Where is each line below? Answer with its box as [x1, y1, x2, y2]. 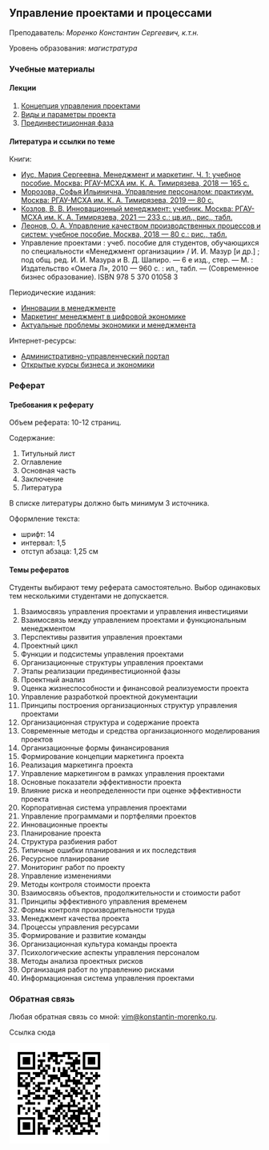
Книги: [9, 154, 32, 164]
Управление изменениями [20, 871, 111, 881]
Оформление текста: [9, 514, 81, 524]
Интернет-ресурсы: [9, 336, 77, 346]
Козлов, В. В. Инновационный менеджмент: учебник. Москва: [20, 204, 234, 213]
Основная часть [20, 465, 77, 476]
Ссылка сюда [9, 1027, 56, 1037]
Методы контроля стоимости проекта [20, 880, 151, 889]
